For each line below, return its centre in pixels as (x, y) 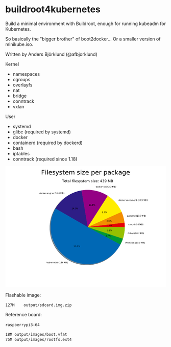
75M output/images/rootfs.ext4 (39, 340)
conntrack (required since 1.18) (45, 159)
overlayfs (22, 85)
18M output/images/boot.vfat (36, 335)
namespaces (26, 74)
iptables (21, 153)
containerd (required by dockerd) (47, 143)
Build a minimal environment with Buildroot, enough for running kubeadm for (86, 24)
